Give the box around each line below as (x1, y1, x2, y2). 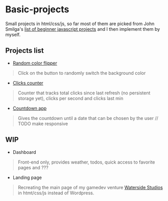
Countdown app (12, 105, 47, 111)
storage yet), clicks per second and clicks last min (17, 95, 124, 101)
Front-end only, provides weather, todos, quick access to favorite (17, 159, 155, 165)
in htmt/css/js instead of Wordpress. (17, 190, 94, 196)
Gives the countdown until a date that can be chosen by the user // (17, 115, 158, 121)
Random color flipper (12, 60, 57, 66)
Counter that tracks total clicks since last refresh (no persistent (17, 90, 151, 96)
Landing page (12, 174, 42, 180)
